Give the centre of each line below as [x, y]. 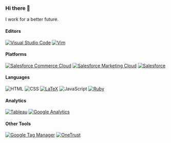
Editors [13, 31]
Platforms [16, 54]
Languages [17, 77]
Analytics [16, 100]
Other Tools [18, 124]
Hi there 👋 [18, 8]
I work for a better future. [32, 19]
